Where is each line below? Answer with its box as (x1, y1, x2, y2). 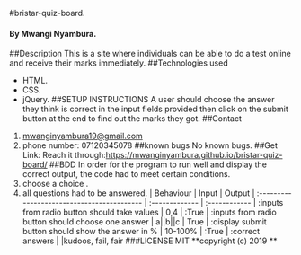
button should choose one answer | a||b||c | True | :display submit (22, 216, 267, 227)
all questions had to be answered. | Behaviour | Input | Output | (22, 188, 255, 198)
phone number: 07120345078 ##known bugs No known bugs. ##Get (22, 140, 279, 151)
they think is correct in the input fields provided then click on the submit (22, 103, 289, 115)
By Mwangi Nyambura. (9, 28, 97, 39)
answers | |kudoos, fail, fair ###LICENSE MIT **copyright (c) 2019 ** (22, 235, 278, 246)
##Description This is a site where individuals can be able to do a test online (9, 48, 292, 59)
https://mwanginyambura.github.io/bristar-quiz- (105, 150, 283, 161)
